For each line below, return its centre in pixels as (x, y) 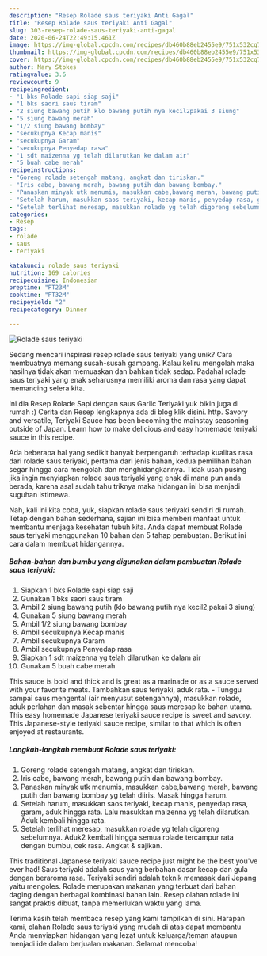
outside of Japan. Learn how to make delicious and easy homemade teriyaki (133, 428)
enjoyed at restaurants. (47, 731)
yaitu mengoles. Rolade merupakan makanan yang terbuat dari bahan (122, 886)
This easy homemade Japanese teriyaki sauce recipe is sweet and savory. (130, 714)
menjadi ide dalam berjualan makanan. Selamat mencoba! (103, 943)
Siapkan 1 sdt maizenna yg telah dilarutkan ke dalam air (111, 657)
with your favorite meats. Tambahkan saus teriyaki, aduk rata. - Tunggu (126, 689)
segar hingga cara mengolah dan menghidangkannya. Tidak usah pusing (128, 469)
